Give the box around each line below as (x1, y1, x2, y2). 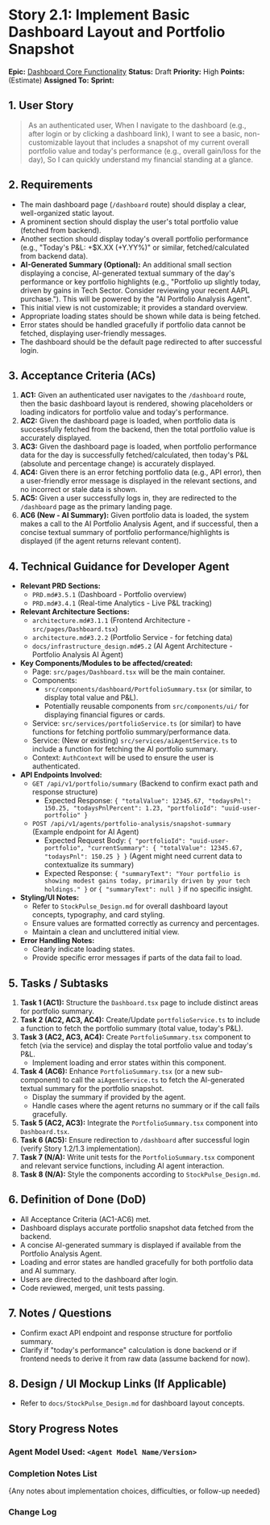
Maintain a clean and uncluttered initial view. (31, 927, 180, 937)
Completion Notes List (8, 1468, 98, 1479)
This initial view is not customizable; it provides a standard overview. (19, 302, 248, 312)
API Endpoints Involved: (19, 770, 102, 780)
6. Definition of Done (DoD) (8, 1193, 147, 1207)
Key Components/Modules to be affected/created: (19, 659, 193, 668)
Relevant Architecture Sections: (19, 607, 131, 617)
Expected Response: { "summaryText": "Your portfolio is (44, 869, 241, 878)
